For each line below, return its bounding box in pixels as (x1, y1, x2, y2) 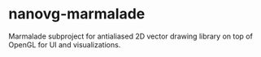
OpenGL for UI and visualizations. (8, 39, 121, 49)
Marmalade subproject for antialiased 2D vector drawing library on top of (8, 31, 254, 41)
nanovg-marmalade (8, 5, 146, 23)
